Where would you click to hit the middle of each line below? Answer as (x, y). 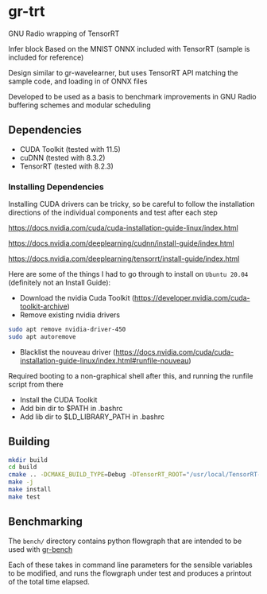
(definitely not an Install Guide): (60, 283)
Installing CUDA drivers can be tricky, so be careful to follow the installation (132, 204)
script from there (36, 384)
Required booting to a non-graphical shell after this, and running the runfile (131, 375)
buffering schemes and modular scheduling (79, 105)
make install (30, 490)
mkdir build (28, 460)
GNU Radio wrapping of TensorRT (64, 33)
